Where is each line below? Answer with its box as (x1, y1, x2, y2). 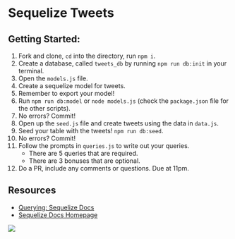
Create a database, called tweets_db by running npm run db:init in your (18, 59, 227, 68)
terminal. (18, 67, 44, 75)
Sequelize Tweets (8, 5, 115, 21)
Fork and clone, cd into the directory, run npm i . (18, 51, 156, 60)
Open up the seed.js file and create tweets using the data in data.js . (18, 119, 219, 128)
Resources (8, 185, 56, 197)
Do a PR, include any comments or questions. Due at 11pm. (18, 164, 189, 172)
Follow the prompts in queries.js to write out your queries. (18, 142, 190, 149)
